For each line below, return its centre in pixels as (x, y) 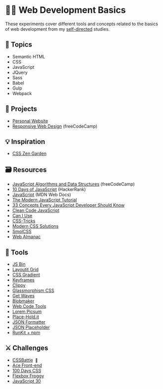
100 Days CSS (27, 370)
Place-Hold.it (26, 317)
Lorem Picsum (27, 312)
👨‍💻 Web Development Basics (65, 10)
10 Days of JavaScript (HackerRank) (49, 190)
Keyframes (23, 280)
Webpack (22, 93)
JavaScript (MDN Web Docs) (42, 194)
